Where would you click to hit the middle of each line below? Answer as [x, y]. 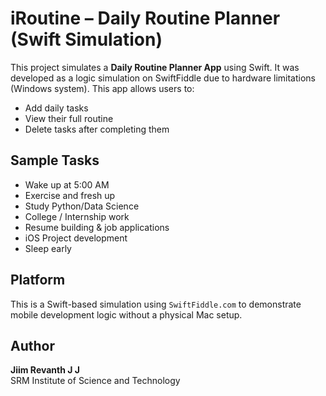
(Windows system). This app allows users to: [102, 88]
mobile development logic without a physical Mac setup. [126, 314]
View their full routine [69, 118]
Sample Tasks [55, 160]
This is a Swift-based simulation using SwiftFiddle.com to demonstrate [156, 304]
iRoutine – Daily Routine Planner [145, 18]
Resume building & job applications [97, 227]
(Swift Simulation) [86, 39]
